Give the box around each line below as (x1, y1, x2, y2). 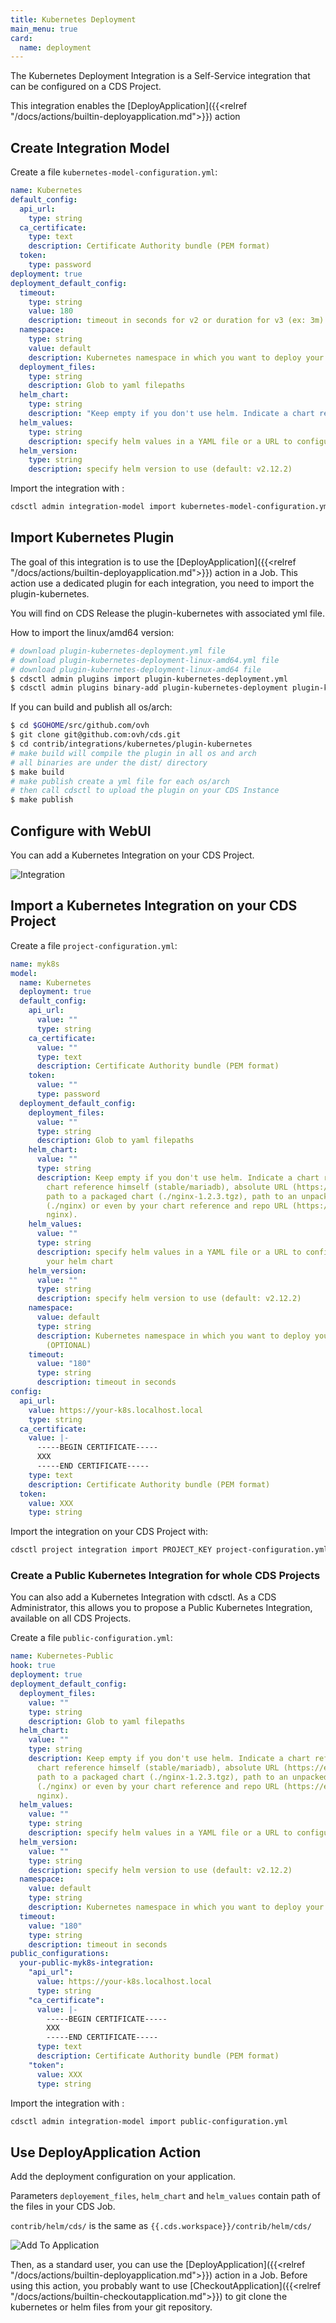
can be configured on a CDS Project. (10, 81, 162, 93)
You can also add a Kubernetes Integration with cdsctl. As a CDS (10, 1591, 277, 1603)
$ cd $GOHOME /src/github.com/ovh (10, 721, 150, 731)
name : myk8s (10, 959, 60, 969)
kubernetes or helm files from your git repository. (10, 2301, 213, 2313)
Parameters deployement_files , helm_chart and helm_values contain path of (10, 2190, 321, 2202)
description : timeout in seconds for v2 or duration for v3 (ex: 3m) (28, 316, 325, 326)
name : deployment (19, 42, 92, 53)
